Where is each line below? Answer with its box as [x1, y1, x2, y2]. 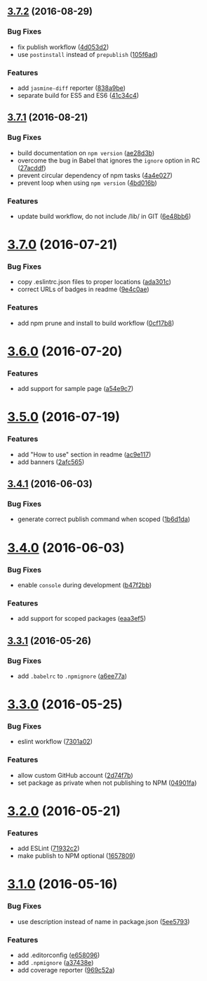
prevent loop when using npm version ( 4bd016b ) [17, 179, 158, 187]
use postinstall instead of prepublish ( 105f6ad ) [17, 50, 158, 58]
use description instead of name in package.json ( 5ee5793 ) [17, 917, 190, 925]
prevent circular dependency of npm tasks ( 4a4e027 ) [17, 171, 173, 179]
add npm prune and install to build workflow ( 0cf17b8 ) [17, 319, 175, 327]
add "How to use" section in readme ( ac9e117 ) [17, 450, 152, 459]
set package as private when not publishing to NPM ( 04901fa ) [17, 778, 197, 787]
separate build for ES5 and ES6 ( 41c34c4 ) [17, 91, 139, 99]
